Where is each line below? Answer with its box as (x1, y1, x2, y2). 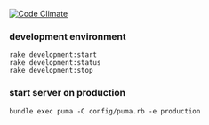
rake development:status (9, 59, 101, 67)
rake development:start (9, 51, 98, 59)
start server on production (9, 87, 126, 99)
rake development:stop (9, 66, 93, 75)
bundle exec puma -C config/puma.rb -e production (9, 106, 201, 115)
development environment (9, 30, 126, 43)
